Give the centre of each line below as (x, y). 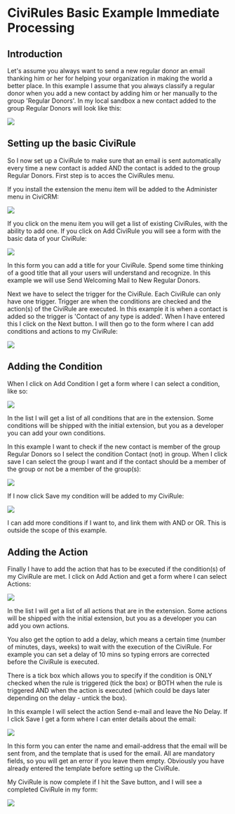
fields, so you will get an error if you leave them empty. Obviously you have (116, 761)
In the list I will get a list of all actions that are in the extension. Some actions (117, 611)
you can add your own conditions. (56, 433)
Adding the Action (48, 552)
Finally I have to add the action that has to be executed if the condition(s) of (116, 569)
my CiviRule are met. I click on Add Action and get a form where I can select (117, 577)
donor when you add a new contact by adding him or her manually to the (112, 93)
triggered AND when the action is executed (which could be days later (109, 691)
